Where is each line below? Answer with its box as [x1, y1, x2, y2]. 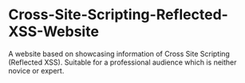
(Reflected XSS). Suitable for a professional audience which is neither [8, 57, 237, 67]
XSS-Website [8, 22, 100, 41]
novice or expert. [8, 65, 65, 75]
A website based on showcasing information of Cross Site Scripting [8, 49, 230, 58]
